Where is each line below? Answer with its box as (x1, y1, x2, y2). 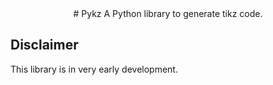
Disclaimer (10, 37, 79, 54)
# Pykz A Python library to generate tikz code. (73, 8, 263, 19)
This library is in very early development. (10, 63, 178, 75)
